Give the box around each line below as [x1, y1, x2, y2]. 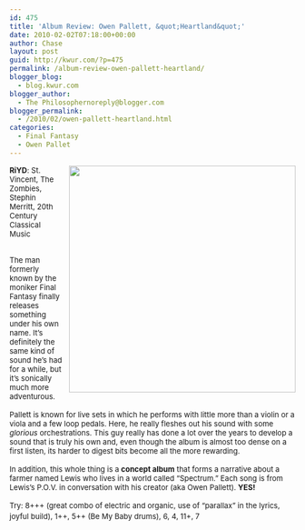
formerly [9, 264, 39, 274]
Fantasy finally [9, 291, 61, 301]
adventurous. [9, 391, 56, 401]
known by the [9, 273, 57, 283]
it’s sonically [9, 373, 53, 383]
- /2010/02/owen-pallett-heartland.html [17, 115, 172, 124]
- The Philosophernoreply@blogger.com [17, 97, 165, 107]
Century [9, 210, 38, 221]
